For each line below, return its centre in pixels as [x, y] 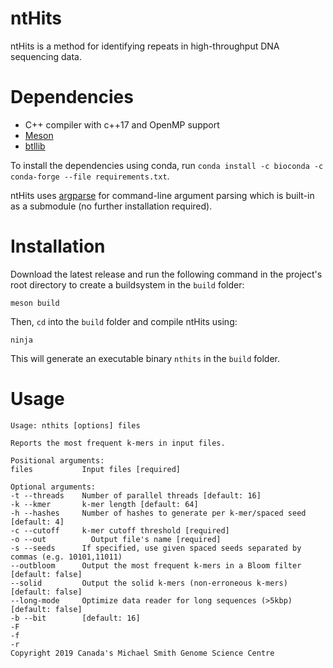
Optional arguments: [53, 487]
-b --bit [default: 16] [75, 618]
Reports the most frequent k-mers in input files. [118, 443]
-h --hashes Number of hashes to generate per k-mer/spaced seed [158, 513]
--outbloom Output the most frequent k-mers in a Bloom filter [156, 565]
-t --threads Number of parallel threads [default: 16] [136, 495]
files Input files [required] [96, 469]
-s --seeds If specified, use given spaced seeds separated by [156, 548]
